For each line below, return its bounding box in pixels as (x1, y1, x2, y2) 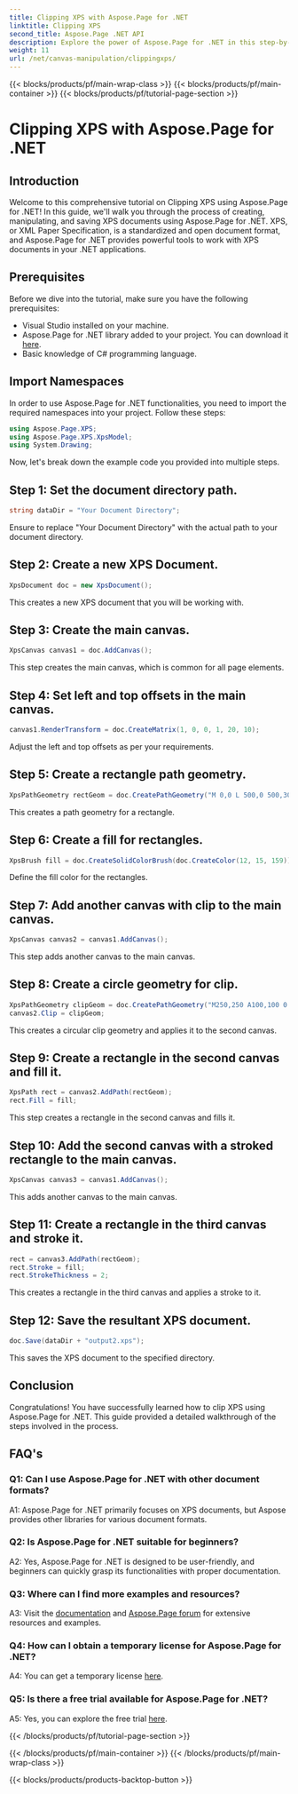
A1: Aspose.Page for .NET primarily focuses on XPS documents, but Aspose (9, 1504, 286, 1515)
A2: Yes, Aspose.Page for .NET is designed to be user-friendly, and (9, 1556, 255, 1567)
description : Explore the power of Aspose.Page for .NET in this (9, 37, 255, 47)
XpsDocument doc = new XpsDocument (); (9, 581, 153, 590)
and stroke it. (9, 1231, 84, 1246)
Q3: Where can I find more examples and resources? (9, 1587, 240, 1600)
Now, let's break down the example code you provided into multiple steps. (9, 456, 280, 467)
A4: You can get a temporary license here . (9, 1671, 164, 1681)
